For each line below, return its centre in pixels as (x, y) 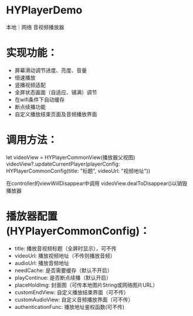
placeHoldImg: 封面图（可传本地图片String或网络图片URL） (86, 285)
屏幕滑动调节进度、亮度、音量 (50, 70)
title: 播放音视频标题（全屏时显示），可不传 (65, 248)
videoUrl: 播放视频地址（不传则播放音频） (65, 256)
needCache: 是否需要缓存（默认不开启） (63, 270)
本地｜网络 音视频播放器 (35, 27)
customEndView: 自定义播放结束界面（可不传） (72, 292)
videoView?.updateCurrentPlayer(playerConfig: (63, 164)
